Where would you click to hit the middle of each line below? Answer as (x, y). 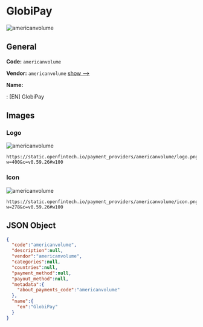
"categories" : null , (36, 262)
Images (21, 116)
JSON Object (31, 226)
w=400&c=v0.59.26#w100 (35, 162)
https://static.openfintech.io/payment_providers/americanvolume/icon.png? (104, 202)
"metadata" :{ (28, 284)
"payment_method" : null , (41, 273)
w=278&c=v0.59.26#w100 (35, 207)
